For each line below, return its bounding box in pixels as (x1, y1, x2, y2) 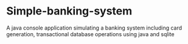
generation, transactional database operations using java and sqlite (6, 30, 175, 37)
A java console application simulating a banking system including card (6, 24, 183, 31)
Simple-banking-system (6, 4, 133, 18)
